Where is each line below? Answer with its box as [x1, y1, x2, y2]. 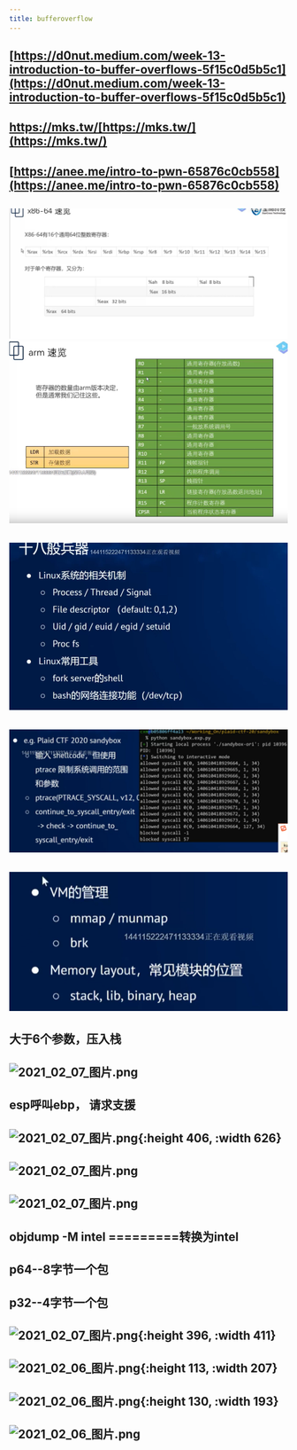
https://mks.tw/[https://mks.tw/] [9, 120, 196, 135]
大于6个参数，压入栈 [9, 1031, 122, 1046]
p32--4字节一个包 [9, 1295, 109, 1310]
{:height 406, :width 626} [137, 1131, 282, 1146]
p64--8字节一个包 [9, 1262, 109, 1277]
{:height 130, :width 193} [140, 1393, 279, 1409]
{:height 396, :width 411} [137, 1328, 277, 1343]
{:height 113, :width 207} [140, 1361, 278, 1376]
